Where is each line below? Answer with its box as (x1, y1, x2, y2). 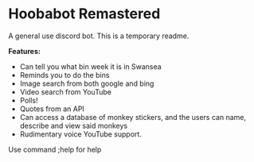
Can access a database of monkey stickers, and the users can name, (19, 112, 247, 121)
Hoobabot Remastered (8, 5, 161, 23)
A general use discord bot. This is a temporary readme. (8, 31, 190, 40)
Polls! (19, 95, 38, 105)
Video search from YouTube (19, 87, 111, 96)
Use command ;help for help (8, 145, 102, 154)
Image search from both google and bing (19, 79, 154, 88)
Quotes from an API (19, 104, 85, 114)
